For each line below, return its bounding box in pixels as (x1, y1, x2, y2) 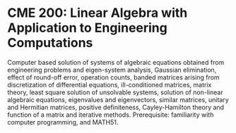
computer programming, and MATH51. (7, 118, 119, 126)
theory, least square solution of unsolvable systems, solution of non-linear (7, 88, 224, 96)
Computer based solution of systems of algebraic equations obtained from (7, 58, 225, 66)
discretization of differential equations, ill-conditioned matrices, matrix (7, 80, 212, 89)
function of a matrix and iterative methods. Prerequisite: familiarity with (7, 110, 214, 119)
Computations (7, 35, 93, 51)
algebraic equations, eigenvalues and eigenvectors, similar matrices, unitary (7, 95, 230, 103)
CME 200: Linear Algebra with (7, 5, 188, 21)
